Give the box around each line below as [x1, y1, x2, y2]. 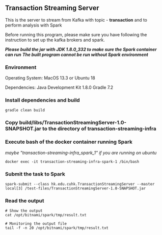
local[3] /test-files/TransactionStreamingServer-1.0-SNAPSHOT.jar [5, 186, 146, 191]
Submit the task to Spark [5, 170, 65, 177]
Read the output [5, 197, 44, 204]
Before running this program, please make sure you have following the [5, 31, 147, 37]
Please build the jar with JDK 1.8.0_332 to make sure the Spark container [5, 46, 157, 52]
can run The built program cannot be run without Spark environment [5, 52, 148, 57]
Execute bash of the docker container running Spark [5, 138, 133, 145]
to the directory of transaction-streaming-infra [42, 125, 157, 132]
